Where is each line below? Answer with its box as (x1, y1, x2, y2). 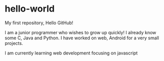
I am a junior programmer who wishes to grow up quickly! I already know (5, 29, 156, 35)
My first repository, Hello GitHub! (5, 20, 74, 26)
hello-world (5, 3, 55, 15)
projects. (5, 40, 23, 46)
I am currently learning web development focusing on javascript (5, 50, 138, 56)
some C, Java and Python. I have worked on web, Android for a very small (5, 35, 159, 41)
